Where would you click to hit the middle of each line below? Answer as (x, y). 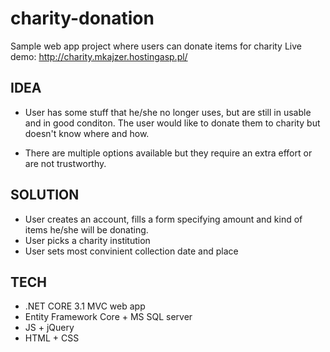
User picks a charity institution (87, 240)
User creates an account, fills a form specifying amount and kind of (163, 219)
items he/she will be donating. (86, 229)
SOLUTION (45, 195)
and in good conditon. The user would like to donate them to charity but (172, 123)
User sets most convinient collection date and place (131, 251)
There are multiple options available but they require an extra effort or (168, 153)
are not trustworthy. (65, 163)
